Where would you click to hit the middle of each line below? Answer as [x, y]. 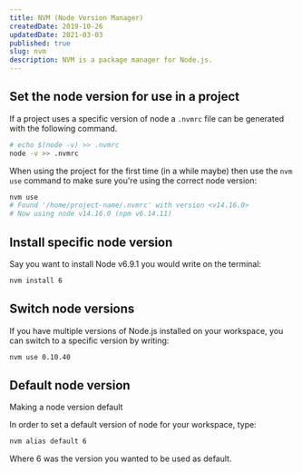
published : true [40, 43]
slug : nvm [28, 52]
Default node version [70, 385]
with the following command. [63, 128]
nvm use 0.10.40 [40, 357]
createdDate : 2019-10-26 [56, 26]
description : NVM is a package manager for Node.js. [111, 60]
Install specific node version [91, 242]
